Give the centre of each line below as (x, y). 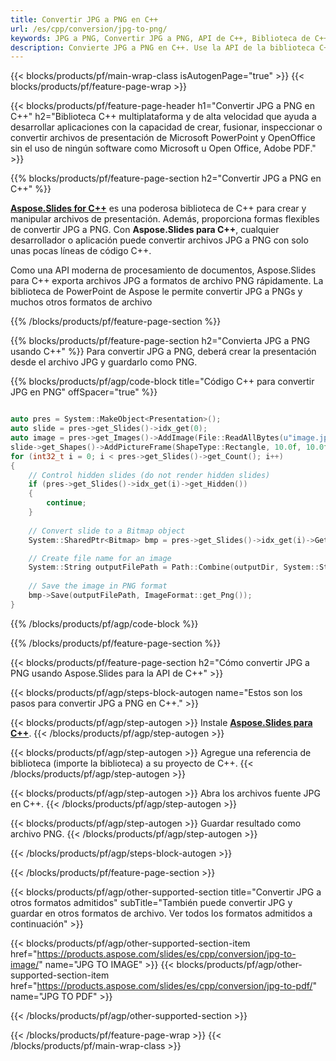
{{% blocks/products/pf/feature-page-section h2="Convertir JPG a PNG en (166, 178)
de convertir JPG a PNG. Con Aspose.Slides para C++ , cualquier (145, 230)
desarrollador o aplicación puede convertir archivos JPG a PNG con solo (159, 240)
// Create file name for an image (100, 558)
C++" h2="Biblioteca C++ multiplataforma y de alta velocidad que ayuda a (163, 117)
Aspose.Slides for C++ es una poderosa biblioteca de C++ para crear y (158, 208)
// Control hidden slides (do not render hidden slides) (149, 475)
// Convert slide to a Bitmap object (107, 531)
